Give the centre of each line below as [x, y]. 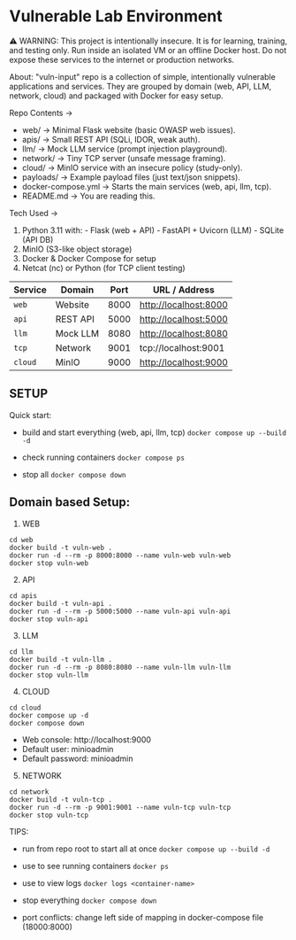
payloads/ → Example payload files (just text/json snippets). [131, 177]
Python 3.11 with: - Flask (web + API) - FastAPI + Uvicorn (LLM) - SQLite [153, 230]
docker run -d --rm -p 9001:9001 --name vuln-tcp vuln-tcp [120, 807]
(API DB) [38, 239]
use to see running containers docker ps [95, 866]
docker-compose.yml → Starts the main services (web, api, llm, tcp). [147, 186]
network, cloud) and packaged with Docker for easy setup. [116, 96]
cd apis [23, 595]
